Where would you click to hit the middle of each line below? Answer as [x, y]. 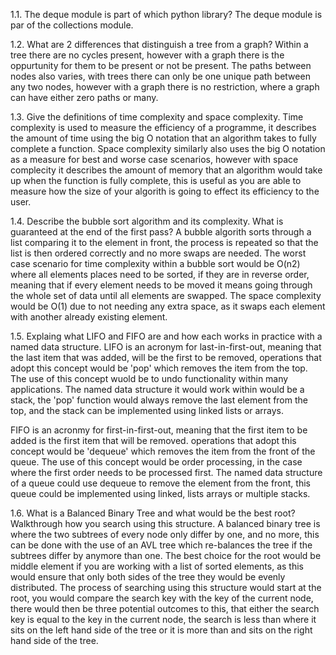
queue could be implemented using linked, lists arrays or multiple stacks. [160, 493]
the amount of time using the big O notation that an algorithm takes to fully [163, 138]
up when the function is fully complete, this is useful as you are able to [156, 180]
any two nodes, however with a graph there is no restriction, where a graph [165, 87]
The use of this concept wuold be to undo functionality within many [149, 378]
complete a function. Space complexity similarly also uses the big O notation [168, 148]
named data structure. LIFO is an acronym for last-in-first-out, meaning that [166, 347]
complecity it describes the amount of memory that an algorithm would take [166, 170]
